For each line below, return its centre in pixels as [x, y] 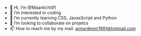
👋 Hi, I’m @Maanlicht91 [33, 8]
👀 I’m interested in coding [35, 13]
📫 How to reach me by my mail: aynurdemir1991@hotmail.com [73, 28]
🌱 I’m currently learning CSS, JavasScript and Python [63, 18]
